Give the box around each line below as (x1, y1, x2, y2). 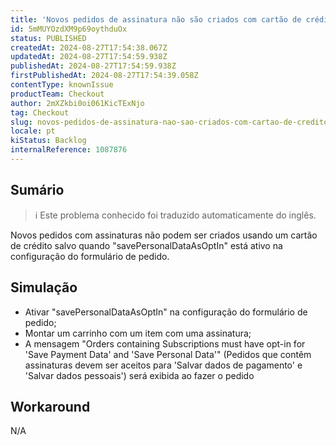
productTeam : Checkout (10, 89, 105, 99)
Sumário (10, 182, 65, 199)
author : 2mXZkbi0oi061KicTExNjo (10, 98, 145, 108)
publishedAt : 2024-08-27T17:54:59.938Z (10, 61, 177, 71)
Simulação (10, 279, 78, 296)
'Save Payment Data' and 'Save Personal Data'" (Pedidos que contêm (24, 348, 312, 360)
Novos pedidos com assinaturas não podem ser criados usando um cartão (10, 229, 318, 241)
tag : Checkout (10, 107, 70, 118)
